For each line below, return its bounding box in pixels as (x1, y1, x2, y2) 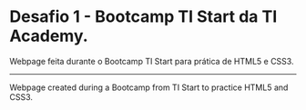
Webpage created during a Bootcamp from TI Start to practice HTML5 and (9, 82, 289, 93)
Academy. (9, 25, 88, 46)
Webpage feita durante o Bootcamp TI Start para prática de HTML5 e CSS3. (9, 55, 294, 66)
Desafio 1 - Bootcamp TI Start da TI (9, 6, 278, 27)
